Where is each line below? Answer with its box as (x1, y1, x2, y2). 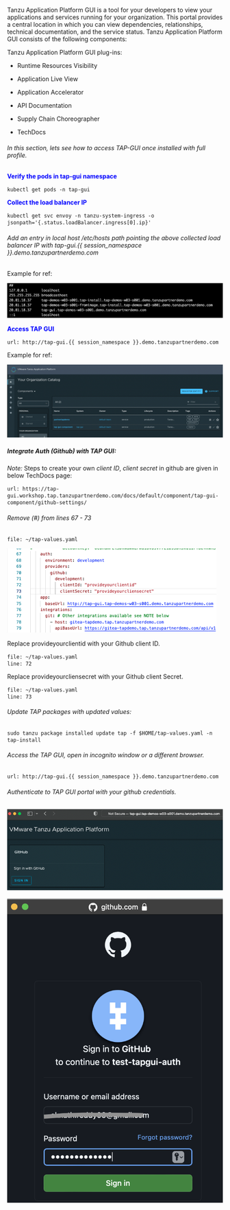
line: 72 (7, 660, 32, 667)
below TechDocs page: (7, 471, 73, 479)
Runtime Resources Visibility (16, 62, 98, 69)
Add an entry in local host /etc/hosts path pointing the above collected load (7, 233, 221, 242)
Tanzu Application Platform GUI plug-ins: (7, 48, 123, 56)
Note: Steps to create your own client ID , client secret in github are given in (7, 464, 218, 473)
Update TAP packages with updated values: (7, 708, 132, 716)
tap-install (7, 737, 41, 744)
